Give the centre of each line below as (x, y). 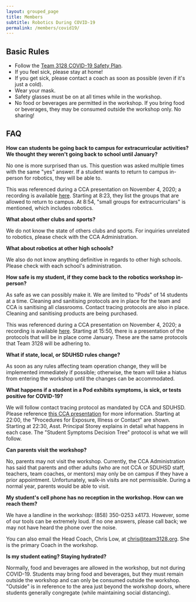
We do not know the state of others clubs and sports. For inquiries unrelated (98, 230)
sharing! (25, 115)
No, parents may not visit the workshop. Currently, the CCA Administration (96, 461)
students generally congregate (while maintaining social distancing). (88, 593)
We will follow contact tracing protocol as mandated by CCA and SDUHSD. (96, 407)
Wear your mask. (35, 91)
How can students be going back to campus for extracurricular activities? (97, 148)
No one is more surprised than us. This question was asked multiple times (95, 165)
